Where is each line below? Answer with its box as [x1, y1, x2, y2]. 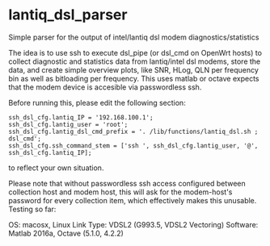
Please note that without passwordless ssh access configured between [8, 178, 247, 188]
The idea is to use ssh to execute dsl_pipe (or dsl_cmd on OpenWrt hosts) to [8, 48, 263, 57]
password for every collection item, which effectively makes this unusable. [8, 195, 257, 205]
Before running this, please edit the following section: [8, 98, 186, 107]
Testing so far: [8, 204, 57, 214]
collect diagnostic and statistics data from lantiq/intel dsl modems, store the [8, 56, 261, 66]
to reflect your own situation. [8, 163, 104, 173]
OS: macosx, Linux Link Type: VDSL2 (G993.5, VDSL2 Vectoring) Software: [8, 219, 259, 229]
